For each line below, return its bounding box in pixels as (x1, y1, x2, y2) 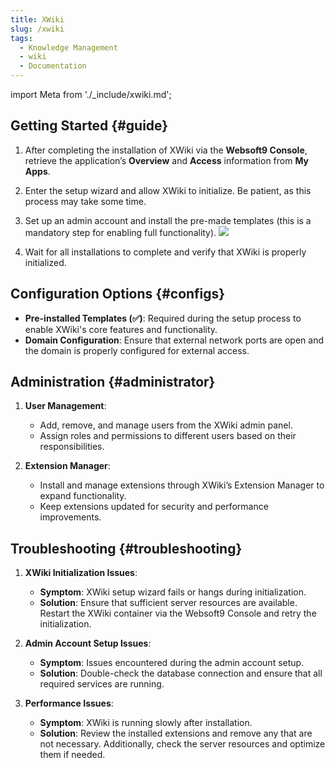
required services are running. (39, 678, 165, 690)
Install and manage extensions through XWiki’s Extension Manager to (39, 479, 325, 491)
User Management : (24, 400, 107, 412)
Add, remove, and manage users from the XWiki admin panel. (39, 419, 293, 431)
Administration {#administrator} (10, 374, 216, 391)
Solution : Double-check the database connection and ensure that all (39, 667, 323, 680)
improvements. (39, 511, 102, 523)
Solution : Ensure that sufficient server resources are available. (39, 597, 298, 609)
